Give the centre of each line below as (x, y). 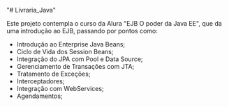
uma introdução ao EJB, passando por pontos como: (82, 31)
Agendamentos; (40, 96)
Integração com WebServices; (60, 89)
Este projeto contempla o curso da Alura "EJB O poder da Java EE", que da (114, 23)
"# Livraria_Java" (31, 10)
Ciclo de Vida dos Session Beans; (65, 52)
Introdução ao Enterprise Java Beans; (71, 44)
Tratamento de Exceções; (53, 74)
